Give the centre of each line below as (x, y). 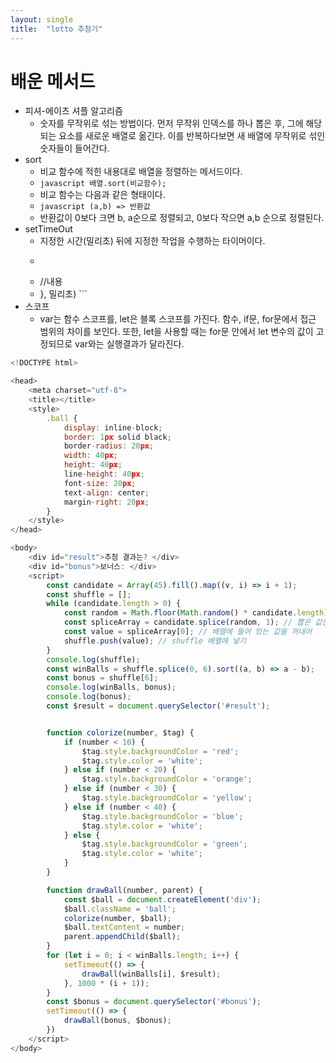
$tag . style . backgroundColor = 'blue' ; (162, 816)
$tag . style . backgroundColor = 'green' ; (164, 844)
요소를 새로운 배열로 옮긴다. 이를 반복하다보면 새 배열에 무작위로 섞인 (192, 136)
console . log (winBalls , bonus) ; (111, 687)
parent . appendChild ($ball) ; (122, 937)
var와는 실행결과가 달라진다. (129, 344)
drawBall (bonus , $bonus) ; (117, 1021)
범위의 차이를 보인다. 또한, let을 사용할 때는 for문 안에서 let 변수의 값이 (176, 332)
